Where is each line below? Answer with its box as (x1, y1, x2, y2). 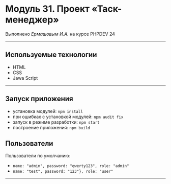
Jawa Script (12, 75, 38, 81)
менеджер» (5, 14, 60, 26)
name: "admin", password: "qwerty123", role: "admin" (12, 164, 129, 169)
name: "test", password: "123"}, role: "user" (12, 169, 113, 174)
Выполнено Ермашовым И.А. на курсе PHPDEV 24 (5, 31, 116, 37)
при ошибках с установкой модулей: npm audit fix (12, 113, 124, 120)
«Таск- (91, 3, 122, 15)
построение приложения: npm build (12, 124, 90, 130)
